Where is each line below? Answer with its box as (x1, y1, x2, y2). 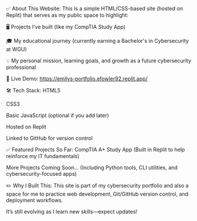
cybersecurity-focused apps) (6, 170, 77, 177)
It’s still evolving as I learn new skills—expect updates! (6, 208, 138, 215)
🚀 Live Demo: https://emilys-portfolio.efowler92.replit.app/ (6, 75, 148, 82)
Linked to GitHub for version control (6, 135, 93, 142)
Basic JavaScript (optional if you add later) (6, 112, 109, 119)
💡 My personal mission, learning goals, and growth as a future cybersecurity (6, 57, 192, 64)
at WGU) (6, 46, 28, 52)
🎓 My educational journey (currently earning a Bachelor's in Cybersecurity (6, 38, 189, 44)
